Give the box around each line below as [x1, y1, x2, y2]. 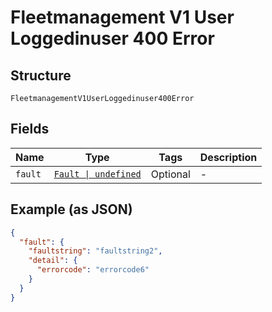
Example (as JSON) [10, 201, 133, 218]
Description [199, 150, 258, 164]
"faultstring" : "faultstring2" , [28, 246, 163, 256]
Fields [10, 121, 50, 138]
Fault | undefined [53, 168, 142, 180]
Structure [10, 67, 72, 84]
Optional [150, 167, 191, 181]
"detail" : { [28, 256, 78, 266]
